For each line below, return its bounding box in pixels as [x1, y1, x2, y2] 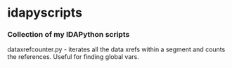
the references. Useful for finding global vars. [7, 53, 139, 61]
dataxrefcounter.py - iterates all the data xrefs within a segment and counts [7, 45, 226, 53]
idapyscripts [7, 5, 83, 21]
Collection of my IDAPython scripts [7, 30, 130, 40]
